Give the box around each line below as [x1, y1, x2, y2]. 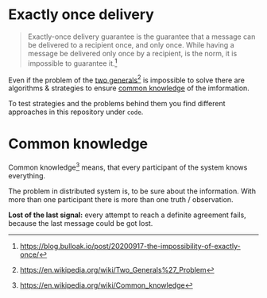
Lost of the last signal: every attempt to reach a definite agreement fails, [8, 210, 246, 220]
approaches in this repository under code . [8, 107, 144, 117]
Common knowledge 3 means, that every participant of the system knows [8, 161, 248, 172]
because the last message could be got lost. [8, 218, 153, 227]
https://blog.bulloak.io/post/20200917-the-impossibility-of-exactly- [19, 241, 241, 250]
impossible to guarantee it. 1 [27, 57, 118, 68]
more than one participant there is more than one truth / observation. [8, 194, 234, 204]
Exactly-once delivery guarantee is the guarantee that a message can [27, 32, 256, 41]
